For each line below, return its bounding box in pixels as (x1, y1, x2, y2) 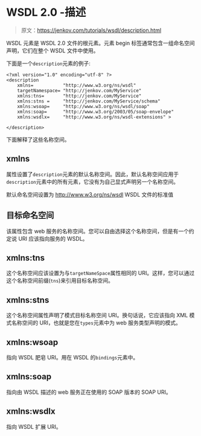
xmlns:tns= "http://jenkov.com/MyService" (17, 93, 142, 99)
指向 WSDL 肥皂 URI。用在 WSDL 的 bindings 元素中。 (6, 354, 139, 361)
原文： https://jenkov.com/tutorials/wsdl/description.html (21, 27, 162, 34)
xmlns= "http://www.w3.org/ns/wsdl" (17, 82, 136, 88)
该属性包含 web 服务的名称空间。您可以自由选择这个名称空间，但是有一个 (6, 227, 189, 235)
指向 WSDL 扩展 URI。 (6, 423, 62, 430)
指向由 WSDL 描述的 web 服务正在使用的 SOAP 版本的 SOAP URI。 (6, 388, 172, 396)
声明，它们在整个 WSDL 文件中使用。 (6, 46, 99, 54)
